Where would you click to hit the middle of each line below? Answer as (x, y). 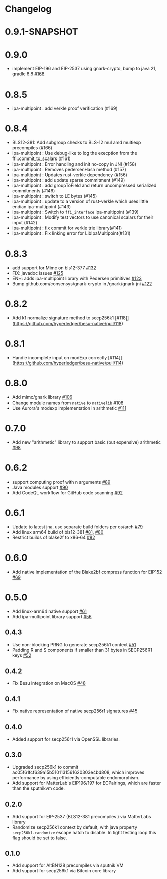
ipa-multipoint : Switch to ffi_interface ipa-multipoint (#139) (75, 212)
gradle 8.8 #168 (28, 74)
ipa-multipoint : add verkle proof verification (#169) (65, 108)
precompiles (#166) (32, 148)
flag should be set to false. (39, 838)
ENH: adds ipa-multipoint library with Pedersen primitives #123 (77, 278)
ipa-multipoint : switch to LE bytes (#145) (54, 196)
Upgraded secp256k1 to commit (45, 767)
